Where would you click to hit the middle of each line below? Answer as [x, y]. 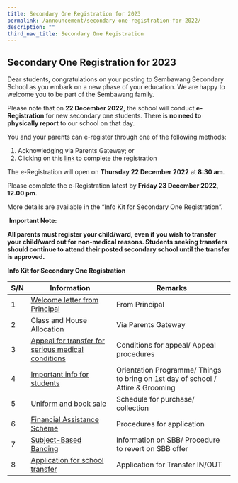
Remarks [172, 288]
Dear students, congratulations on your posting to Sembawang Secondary [116, 79]
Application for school [67, 460]
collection [133, 408]
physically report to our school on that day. [71, 123]
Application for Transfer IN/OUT [169, 465]
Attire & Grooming [146, 388]
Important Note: [33, 221]
